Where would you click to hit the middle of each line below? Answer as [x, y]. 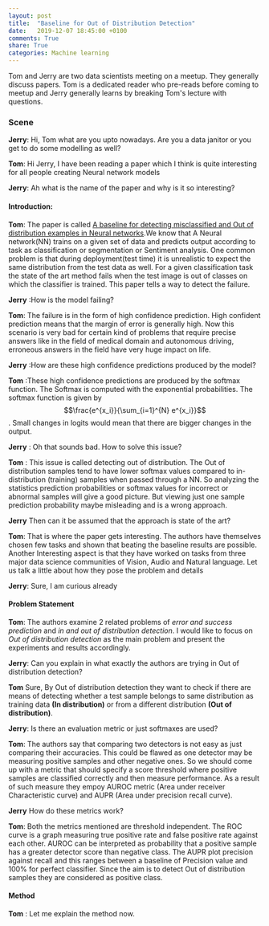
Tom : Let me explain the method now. [71, 913]
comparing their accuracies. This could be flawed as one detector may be [130, 753]
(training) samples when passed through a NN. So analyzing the [153, 479]
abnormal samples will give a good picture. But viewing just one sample [126, 496]
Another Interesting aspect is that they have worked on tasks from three [127, 553]
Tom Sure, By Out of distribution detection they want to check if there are [130, 687]
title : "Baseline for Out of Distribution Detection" [102, 23]
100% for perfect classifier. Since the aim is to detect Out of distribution [127, 869]
